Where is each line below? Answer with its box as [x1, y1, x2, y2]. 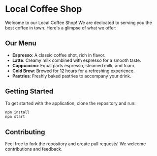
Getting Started [5, 87, 54, 96]
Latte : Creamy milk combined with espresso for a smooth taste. [12, 57, 141, 63]
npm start [5, 114, 26, 119]
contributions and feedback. [5, 146, 63, 152]
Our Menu [5, 39, 37, 48]
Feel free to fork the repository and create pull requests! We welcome [5, 141, 146, 147]
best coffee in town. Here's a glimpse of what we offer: [5, 25, 117, 30]
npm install [5, 109, 30, 115]
